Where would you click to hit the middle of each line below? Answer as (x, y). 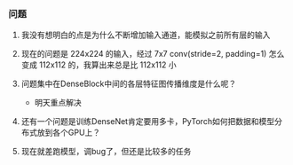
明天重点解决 (58, 103)
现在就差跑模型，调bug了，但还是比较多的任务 (106, 152)
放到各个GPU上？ (69, 133)
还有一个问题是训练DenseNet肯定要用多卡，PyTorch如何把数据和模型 (148, 122)
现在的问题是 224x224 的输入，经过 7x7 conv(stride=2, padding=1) (144, 54)
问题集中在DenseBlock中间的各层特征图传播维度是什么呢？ (129, 84)
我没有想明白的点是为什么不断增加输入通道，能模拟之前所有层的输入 (146, 35)
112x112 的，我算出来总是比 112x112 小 (107, 65)
